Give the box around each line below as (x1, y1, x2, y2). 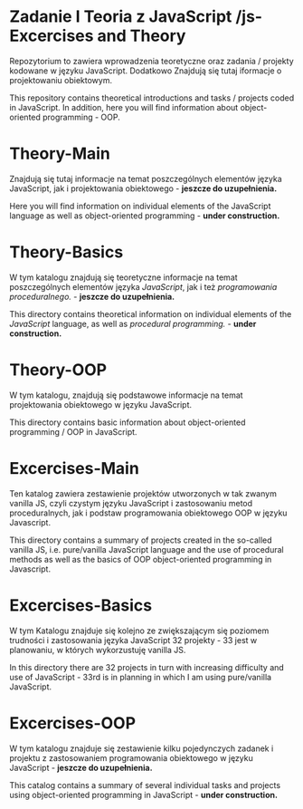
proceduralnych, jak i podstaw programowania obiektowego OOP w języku (9, 507, 288, 518)
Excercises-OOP (9, 713, 137, 733)
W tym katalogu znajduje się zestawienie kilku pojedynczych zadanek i (9, 743, 274, 754)
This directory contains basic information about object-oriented (9, 417, 246, 428)
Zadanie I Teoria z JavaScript (9, 6, 232, 27)
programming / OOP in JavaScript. (9, 426, 137, 437)
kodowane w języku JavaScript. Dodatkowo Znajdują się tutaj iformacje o (9, 65, 282, 76)
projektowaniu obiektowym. (9, 74, 113, 85)
